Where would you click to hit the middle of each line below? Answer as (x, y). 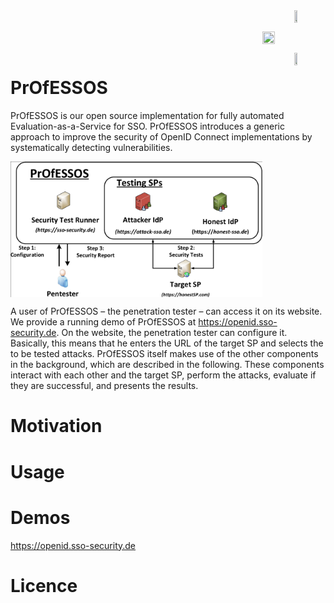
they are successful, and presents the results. (104, 386)
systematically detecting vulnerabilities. (91, 147)
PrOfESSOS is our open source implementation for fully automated (147, 115)
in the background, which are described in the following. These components (167, 365)
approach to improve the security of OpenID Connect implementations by (161, 136)
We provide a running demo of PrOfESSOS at (103, 322)
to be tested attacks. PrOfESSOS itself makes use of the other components (164, 354)
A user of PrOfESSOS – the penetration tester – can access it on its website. (166, 311)
